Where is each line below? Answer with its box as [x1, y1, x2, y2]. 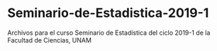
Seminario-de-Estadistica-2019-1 [7, 5, 209, 21]
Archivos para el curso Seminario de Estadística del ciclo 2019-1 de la [7, 28, 211, 37]
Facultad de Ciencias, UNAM [7, 35, 92, 44]
